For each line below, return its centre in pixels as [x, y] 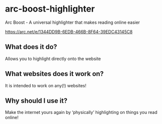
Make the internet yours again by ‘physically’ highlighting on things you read [81, 112]
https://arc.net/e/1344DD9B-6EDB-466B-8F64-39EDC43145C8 [69, 31]
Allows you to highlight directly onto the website [53, 59]
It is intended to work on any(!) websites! [46, 85]
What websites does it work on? [55, 74]
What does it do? [31, 47]
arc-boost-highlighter [50, 9]
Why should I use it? [36, 101]
